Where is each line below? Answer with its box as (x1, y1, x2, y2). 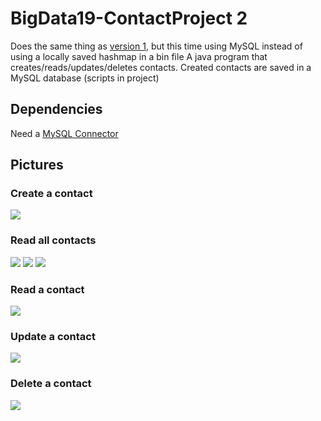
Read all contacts (10, 233, 97, 247)
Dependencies (10, 101, 103, 118)
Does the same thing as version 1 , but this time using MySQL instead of (10, 40, 303, 52)
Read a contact (10, 282, 85, 296)
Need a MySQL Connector (10, 127, 119, 139)
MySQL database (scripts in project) (10, 72, 160, 84)
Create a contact (10, 187, 93, 201)
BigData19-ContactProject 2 (10, 7, 248, 30)
